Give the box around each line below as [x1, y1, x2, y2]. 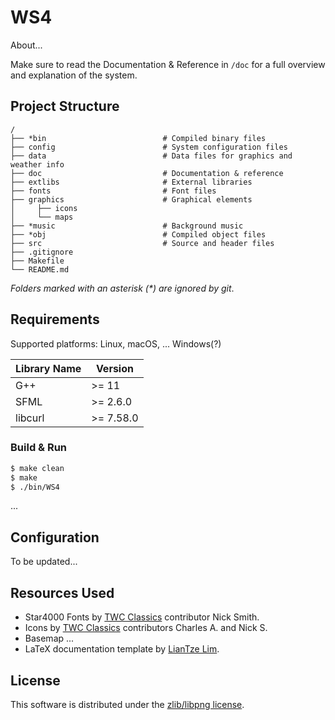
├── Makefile [10, 256, 65, 266]
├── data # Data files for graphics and [10, 151, 293, 161]
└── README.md [10, 264, 70, 275]
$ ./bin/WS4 [10, 482, 60, 492]
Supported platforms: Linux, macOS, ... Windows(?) [10, 337, 222, 350]
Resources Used [10, 584, 115, 601]
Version [95, 361, 134, 375]
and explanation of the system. [10, 69, 138, 81]
